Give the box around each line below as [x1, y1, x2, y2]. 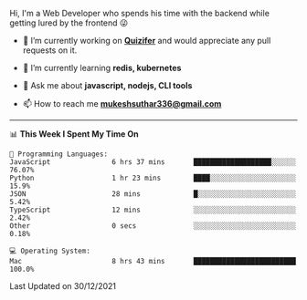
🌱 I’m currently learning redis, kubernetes [22, 63, 182, 73]
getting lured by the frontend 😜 [9, 17, 129, 28]
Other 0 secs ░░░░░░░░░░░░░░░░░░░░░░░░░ [9, 222, 297, 231]
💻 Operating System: [9, 246, 91, 255]
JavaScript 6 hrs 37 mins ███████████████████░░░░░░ [9, 158, 297, 167]
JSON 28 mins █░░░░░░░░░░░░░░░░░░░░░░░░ [9, 190, 297, 199]
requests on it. [22, 45, 78, 56]
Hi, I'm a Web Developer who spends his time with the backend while [9, 8, 270, 18]
